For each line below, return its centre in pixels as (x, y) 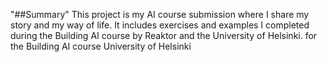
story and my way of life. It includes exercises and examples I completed (160, 25)
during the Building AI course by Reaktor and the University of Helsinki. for (164, 35)
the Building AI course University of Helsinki (101, 46)
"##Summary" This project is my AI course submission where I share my (160, 14)
